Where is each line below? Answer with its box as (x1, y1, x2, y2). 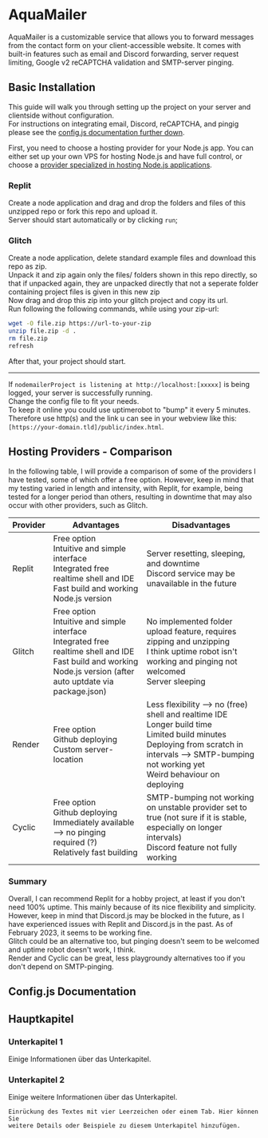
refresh (8, 341, 34, 349)
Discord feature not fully (146, 841, 238, 853)
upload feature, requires (146, 625, 237, 637)
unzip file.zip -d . (8, 327, 77, 335)
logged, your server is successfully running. (8, 388, 153, 397)
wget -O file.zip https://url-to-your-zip (8, 320, 152, 328)
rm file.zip (8, 334, 48, 343)
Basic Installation (8, 81, 96, 94)
